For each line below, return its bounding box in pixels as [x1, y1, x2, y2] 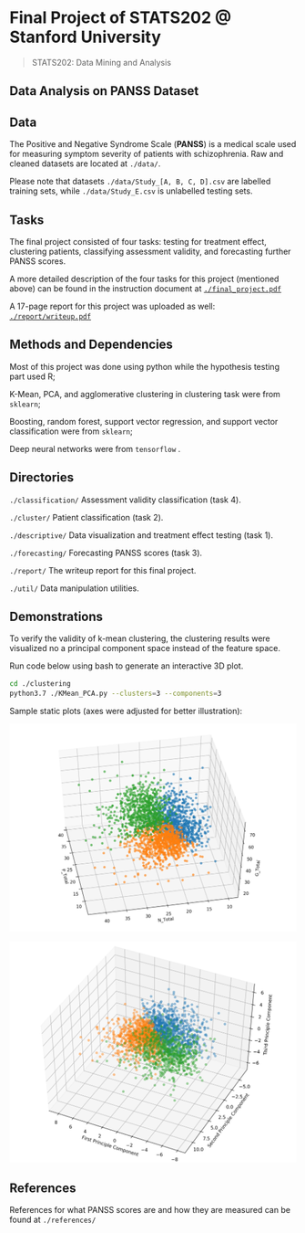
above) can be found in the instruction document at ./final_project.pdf [9, 282, 282, 294]
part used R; [9, 371, 56, 382]
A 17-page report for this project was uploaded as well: [9, 300, 216, 311]
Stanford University [9, 26, 161, 47]
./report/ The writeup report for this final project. [9, 564, 197, 575]
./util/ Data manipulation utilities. [9, 583, 139, 594]
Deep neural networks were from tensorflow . [9, 443, 181, 454]
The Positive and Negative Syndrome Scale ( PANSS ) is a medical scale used [9, 139, 297, 150]
